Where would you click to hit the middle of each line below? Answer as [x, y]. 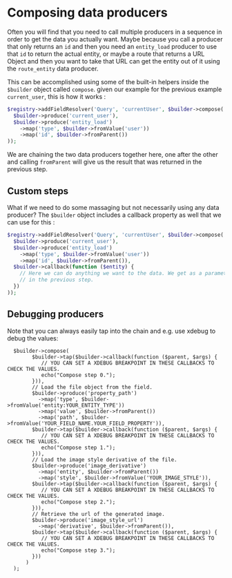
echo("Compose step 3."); [78, 550]
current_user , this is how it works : [57, 96]
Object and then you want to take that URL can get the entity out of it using [114, 61]
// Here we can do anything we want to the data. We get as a [111, 273]
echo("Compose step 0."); [78, 375]
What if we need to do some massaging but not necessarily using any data [113, 208]
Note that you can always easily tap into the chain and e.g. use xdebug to [112, 331]
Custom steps [38, 191]
